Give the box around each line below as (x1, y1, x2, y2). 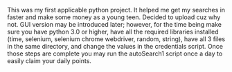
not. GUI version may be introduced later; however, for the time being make (7, 21, 222, 28)
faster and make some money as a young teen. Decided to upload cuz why (7, 13, 221, 21)
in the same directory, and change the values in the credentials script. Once (7, 43, 224, 50)
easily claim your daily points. (7, 57, 92, 64)
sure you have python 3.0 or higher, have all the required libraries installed (7, 27, 220, 36)
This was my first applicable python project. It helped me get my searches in (7, 6, 226, 14)
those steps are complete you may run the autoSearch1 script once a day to (7, 49, 223, 58)
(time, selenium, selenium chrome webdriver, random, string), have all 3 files (7, 35, 226, 43)
